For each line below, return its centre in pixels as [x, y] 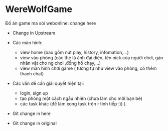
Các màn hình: [27, 42]
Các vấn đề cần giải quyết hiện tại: [48, 83]
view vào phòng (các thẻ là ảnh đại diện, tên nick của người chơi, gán [92, 57]
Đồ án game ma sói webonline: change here [51, 23]
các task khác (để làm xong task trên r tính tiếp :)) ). [73, 103]
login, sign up [34, 93]
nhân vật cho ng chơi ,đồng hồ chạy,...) [60, 63]
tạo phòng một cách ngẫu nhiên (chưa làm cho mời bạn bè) [81, 98]
